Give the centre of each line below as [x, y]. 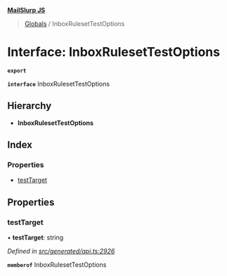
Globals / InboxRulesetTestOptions [74, 24]
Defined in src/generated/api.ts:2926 [61, 251]
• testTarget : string [35, 237]
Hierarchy [30, 106]
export [17, 71]
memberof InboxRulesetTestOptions [57, 265]
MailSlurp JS [26, 10]
